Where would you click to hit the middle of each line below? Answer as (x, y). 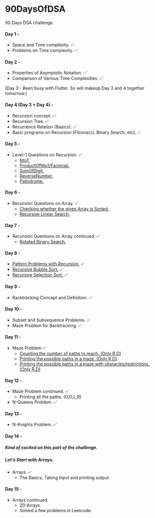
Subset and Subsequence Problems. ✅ (51, 320)
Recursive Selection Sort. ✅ (40, 275)
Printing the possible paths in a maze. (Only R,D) (68, 359)
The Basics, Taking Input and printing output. (65, 478)
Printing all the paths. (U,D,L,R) (50, 397)
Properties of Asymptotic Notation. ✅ (49, 73)
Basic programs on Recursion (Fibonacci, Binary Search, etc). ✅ (77, 132)
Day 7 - (12, 225)
